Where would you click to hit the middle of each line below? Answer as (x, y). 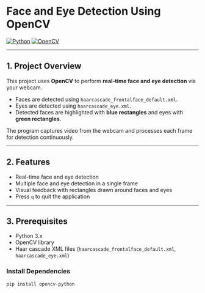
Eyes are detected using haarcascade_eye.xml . (73, 106)
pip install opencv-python (41, 284)
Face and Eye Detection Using (84, 11)
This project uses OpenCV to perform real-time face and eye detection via (101, 81)
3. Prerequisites (37, 221)
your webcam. (24, 87)
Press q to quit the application (52, 196)
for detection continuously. (40, 137)
